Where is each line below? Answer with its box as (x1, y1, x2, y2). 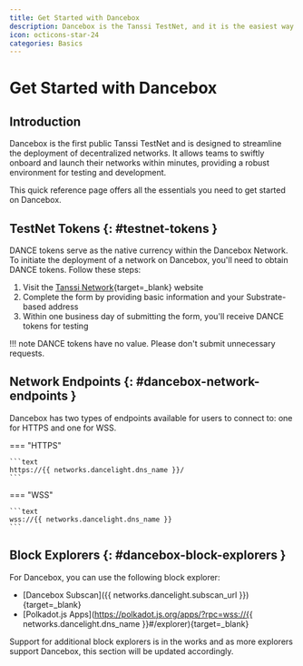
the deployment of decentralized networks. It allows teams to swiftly (9, 147, 265, 159)
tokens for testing (22, 320, 89, 332)
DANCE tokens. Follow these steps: (9, 265, 142, 276)
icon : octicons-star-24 (9, 30, 100, 39)
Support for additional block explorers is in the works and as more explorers (9, 636, 293, 647)
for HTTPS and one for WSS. (9, 422, 117, 433)
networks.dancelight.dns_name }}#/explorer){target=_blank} (22, 618, 249, 629)
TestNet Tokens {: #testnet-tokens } (9, 220, 218, 237)
